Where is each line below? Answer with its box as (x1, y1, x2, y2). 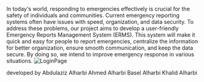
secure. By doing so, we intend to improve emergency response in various (6, 51, 195, 58)
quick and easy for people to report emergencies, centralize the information (6, 38, 198, 45)
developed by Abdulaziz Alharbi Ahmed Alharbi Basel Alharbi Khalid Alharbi (6, 69, 198, 76)
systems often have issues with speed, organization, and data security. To (6, 18, 194, 25)
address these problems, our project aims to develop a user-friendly (6, 24, 179, 32)
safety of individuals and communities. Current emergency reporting (6, 12, 180, 19)
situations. (6, 58, 33, 64)
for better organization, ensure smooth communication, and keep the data (6, 44, 194, 51)
